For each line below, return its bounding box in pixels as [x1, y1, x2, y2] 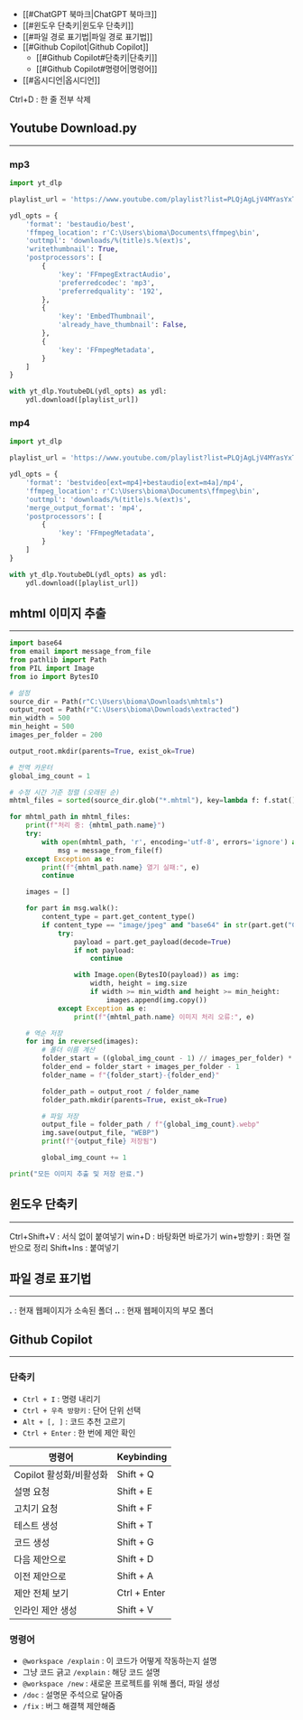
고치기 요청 [14, 1502, 59, 1515]
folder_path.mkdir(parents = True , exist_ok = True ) [41, 1095, 228, 1104]
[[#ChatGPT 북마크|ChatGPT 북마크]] [22, 9, 158, 19]
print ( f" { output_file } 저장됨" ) [41, 1137, 158, 1146]
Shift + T [116, 1519, 153, 1531]
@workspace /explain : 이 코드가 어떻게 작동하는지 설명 [22, 1655, 217, 1666]
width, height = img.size [89, 979, 188, 988]
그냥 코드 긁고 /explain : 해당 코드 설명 [22, 1666, 161, 1678]
